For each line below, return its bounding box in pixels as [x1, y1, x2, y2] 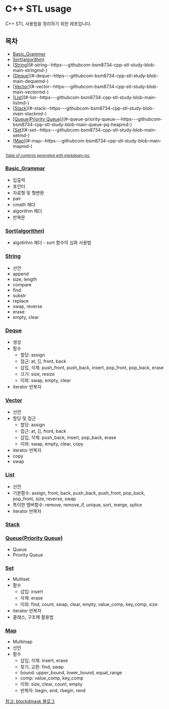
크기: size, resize [20, 371, 55, 377]
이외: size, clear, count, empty [20, 681, 83, 687]
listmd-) [12, 100, 29, 106]
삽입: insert [20, 589, 43, 595]
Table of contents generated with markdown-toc [5, 153, 90, 158]
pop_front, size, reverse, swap [12, 496, 76, 502]
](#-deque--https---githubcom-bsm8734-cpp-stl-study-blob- [28, 72, 158, 79]
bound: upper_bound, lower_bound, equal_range [20, 670, 122, 676]
